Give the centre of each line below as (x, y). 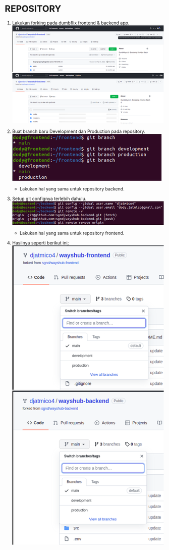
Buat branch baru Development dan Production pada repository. (79, 131)
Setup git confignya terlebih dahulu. (49, 199)
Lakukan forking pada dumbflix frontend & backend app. (71, 23)
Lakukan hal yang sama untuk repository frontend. (72, 233)
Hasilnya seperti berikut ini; (40, 243)
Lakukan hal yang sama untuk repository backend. (72, 189)
